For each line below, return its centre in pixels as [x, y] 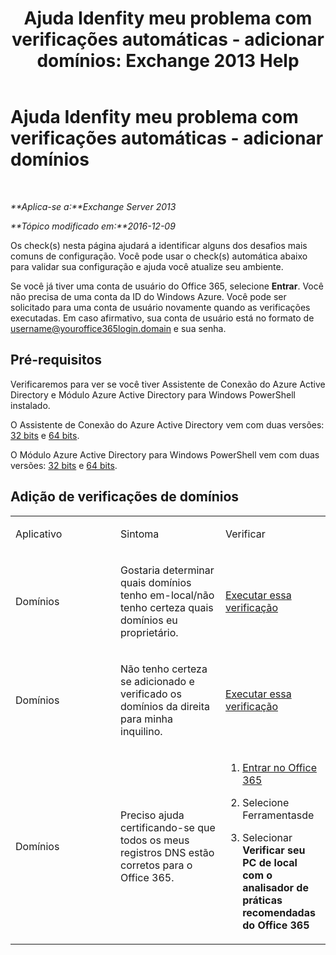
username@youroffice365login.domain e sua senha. [118, 328]
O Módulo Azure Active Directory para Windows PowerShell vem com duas [165, 454]
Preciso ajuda [152, 815]
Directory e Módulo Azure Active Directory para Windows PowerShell [153, 394]
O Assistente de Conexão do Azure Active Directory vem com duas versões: [167, 424]
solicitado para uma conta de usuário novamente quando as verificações [160, 307]
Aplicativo [39, 534]
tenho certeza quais [167, 607]
